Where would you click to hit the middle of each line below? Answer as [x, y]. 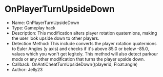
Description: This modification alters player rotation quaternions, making [84, 33]
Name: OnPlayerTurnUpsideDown [45, 23]
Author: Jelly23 [27, 69]
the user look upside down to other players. [55, 38]
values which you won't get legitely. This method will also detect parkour [85, 54]
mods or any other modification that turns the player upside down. [78, 59]
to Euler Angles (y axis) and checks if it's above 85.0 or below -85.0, [80, 49]
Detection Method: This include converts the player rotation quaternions [84, 43]
